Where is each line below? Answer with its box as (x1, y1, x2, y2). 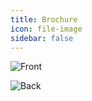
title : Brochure (10, 14, 78, 25)
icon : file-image (10, 24, 83, 34)
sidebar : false (10, 33, 74, 43)
